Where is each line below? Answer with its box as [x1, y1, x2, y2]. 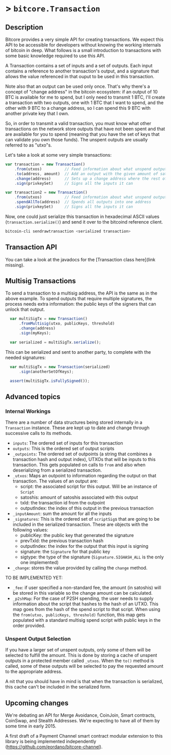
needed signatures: [5, 354, 46, 360]
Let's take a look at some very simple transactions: [5, 152, 112, 158]
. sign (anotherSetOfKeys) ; [18, 369, 74, 374]
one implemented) [20, 559, 59, 566]
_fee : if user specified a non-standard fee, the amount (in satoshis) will [12, 584, 161, 591]
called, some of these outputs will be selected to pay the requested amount [5, 663, 164, 669]
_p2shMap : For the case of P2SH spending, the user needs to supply [12, 595, 154, 602]
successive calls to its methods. [5, 430, 72, 436]
